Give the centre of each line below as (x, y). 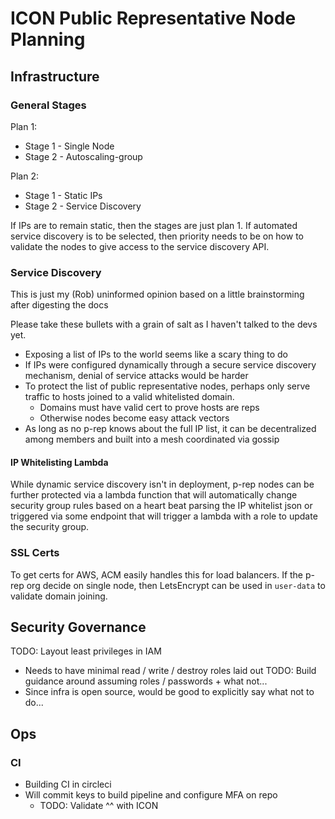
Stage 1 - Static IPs (63, 195)
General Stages (48, 105)
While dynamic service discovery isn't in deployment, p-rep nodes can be (162, 484)
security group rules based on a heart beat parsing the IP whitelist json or (161, 506)
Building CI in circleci (68, 784)
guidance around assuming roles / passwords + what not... (146, 681)
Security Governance (78, 627)
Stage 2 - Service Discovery (83, 206)
